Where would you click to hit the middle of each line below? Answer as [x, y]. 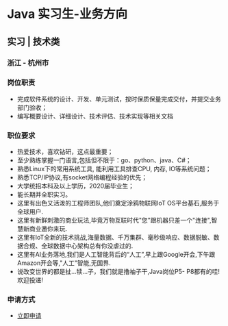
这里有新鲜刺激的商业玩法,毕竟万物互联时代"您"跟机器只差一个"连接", [114, 221]
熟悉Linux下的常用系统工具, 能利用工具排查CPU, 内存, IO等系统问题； [114, 169]
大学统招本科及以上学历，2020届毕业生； [76, 186]
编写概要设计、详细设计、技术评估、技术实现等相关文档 [95, 116]
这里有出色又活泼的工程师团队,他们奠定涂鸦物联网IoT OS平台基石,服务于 [118, 203]
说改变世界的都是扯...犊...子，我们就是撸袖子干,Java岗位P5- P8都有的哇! [118, 272]
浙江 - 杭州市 [28, 62]
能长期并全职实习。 [44, 195]
